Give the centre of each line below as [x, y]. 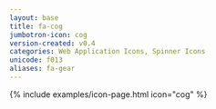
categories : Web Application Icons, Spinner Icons [108, 52]
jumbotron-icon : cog [49, 35]
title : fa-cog [36, 26]
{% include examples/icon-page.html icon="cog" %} [108, 94]
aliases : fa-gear [42, 69]
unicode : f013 [36, 60]
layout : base [34, 18]
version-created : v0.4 [52, 43]
